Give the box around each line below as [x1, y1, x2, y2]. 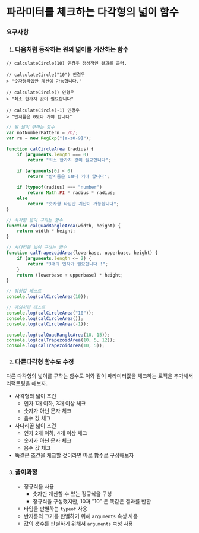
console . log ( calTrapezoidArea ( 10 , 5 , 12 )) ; [6, 337, 116, 343]
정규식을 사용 [23, 483, 55, 490]
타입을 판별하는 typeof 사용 [23, 505, 88, 512]
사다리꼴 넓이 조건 [14, 422, 56, 429]
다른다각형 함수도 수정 [14, 358, 74, 366]
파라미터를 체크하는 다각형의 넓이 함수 [6, 5, 179, 19]
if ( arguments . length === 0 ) [17, 151, 89, 157]
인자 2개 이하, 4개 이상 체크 [23, 430, 87, 437]
